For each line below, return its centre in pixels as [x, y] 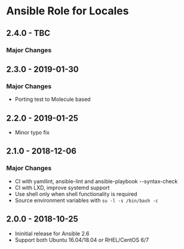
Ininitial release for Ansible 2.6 [52, 233]
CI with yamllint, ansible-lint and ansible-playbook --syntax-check [96, 181]
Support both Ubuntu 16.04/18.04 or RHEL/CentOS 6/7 [82, 239]
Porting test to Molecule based [53, 99]
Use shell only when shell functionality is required [76, 194]
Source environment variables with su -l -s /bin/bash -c [86, 200]
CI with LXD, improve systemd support [62, 187]
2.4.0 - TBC [28, 33]
